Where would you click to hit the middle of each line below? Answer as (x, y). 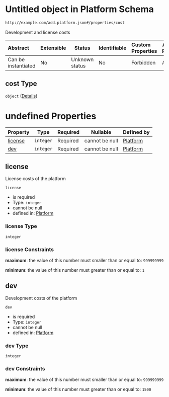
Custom (141, 45)
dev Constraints (25, 369)
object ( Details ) (21, 96)
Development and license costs (38, 32)
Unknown (82, 59)
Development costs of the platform (41, 298)
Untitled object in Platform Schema (80, 9)
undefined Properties (51, 116)
